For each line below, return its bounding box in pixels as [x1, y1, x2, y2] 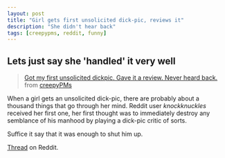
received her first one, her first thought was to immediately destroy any [7, 109, 210, 118]
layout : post [7, 10, 45, 17]
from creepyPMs [24, 81, 73, 89]
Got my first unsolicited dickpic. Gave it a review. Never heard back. [24, 73, 218, 82]
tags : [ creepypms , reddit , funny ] [7, 29, 107, 37]
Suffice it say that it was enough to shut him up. [7, 130, 143, 139]
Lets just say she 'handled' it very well [7, 55, 176, 67]
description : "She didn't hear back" [7, 23, 116, 30]
